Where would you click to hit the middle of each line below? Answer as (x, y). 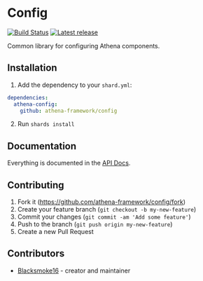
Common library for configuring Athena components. (84, 46)
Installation (32, 68)
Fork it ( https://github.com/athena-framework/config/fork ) (101, 202)
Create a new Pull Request (56, 232)
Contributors (36, 254)
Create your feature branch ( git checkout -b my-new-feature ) (107, 209)
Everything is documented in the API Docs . (69, 163)
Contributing (36, 185)
